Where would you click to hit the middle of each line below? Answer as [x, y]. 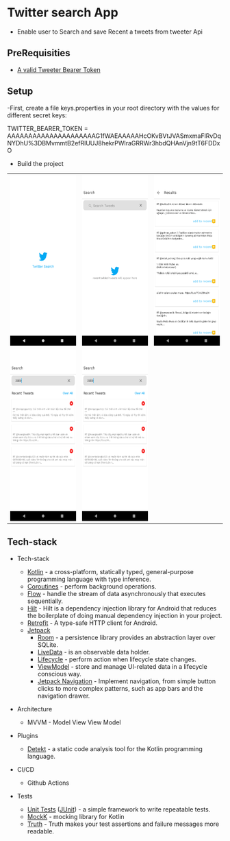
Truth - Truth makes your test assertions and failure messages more [123, 824]
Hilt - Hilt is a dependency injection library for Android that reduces [122, 608]
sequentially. [45, 601]
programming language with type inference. [89, 579]
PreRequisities [39, 53]
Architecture [35, 709]
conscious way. [60, 674]
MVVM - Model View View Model [74, 722]
